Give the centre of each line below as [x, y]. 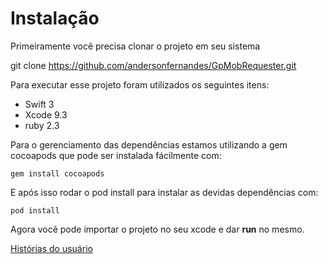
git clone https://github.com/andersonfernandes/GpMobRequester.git [153, 65]
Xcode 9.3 [46, 114]
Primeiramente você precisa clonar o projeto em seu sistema [135, 46]
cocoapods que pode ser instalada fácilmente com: [116, 155]
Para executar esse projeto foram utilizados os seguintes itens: [140, 84]
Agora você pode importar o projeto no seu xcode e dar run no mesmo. [157, 229]
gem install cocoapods [57, 173]
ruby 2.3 [42, 125]
